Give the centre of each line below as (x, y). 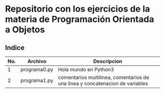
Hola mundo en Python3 (86, 69)
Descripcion (108, 61)
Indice (15, 47)
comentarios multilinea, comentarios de (104, 77)
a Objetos (25, 30)
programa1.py (37, 80)
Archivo (37, 61)
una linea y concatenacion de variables (103, 84)
